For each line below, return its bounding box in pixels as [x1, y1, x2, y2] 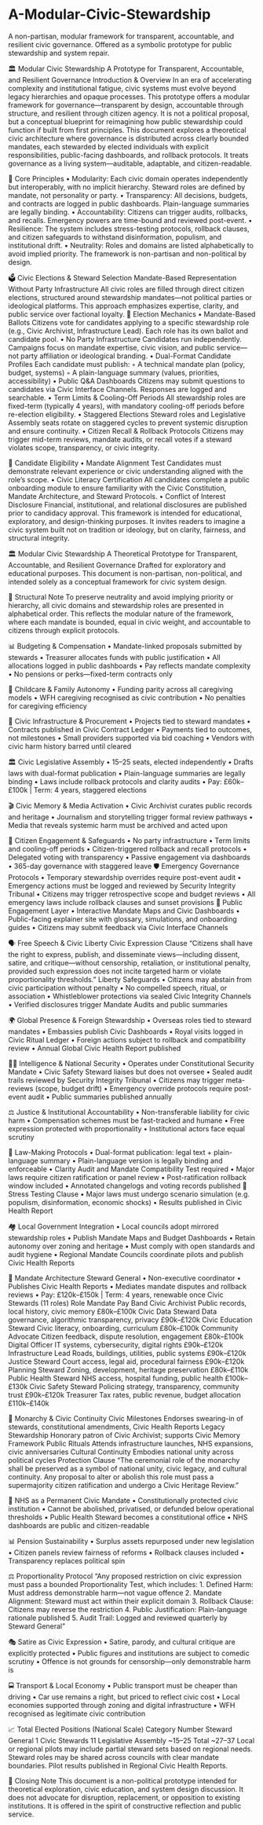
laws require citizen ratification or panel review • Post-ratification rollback [8, 1172, 247, 1182]
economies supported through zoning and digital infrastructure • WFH [8, 1700, 236, 1710]
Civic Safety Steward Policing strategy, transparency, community [29, 1381, 239, 1391]
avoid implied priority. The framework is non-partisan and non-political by [8, 249, 247, 258]
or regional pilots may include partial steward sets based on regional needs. [8, 1744, 253, 1754]
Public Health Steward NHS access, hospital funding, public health [8, 1373, 224, 1383]
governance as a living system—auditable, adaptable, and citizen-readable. [8, 159, 253, 168]
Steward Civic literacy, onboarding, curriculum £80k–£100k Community [8, 1323, 239, 1332]
